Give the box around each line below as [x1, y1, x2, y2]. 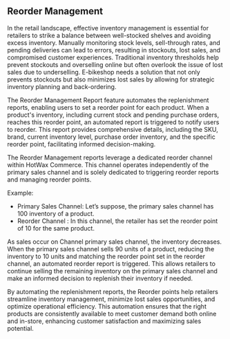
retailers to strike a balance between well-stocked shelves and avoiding [7, 31, 211, 39]
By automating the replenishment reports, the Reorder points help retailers [7, 287, 219, 296]
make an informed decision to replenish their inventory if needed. [7, 274, 193, 282]
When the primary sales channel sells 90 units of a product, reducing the [7, 244, 215, 253]
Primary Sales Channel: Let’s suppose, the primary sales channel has [17, 202, 214, 210]
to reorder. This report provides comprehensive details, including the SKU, [7, 125, 219, 133]
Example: [7, 188, 34, 197]
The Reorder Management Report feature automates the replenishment [7, 96, 209, 104]
